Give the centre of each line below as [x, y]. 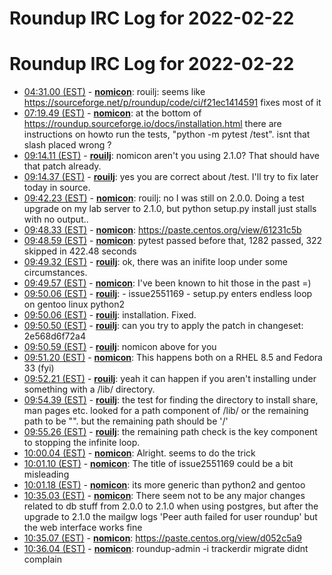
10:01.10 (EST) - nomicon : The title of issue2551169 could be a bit [158, 464]
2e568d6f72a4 [54, 336]
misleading [46, 474]
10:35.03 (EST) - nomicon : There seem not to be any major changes [164, 496]
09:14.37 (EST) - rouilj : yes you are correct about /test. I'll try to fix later [171, 177]
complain [42, 559]
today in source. [57, 188]
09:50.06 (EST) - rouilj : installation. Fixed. [110, 315]
